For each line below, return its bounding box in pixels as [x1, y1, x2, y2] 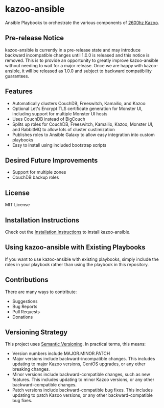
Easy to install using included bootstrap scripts [12, 142, 107, 148]
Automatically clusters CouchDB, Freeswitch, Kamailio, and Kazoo [12, 100, 146, 106]
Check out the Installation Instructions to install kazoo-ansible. [5, 229, 131, 235]
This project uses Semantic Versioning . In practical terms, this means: [5, 341, 146, 347]
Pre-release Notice [5, 34, 64, 42]
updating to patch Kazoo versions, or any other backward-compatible [12, 392, 153, 398]
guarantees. [5, 73, 29, 79]
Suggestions [12, 298, 38, 304]
